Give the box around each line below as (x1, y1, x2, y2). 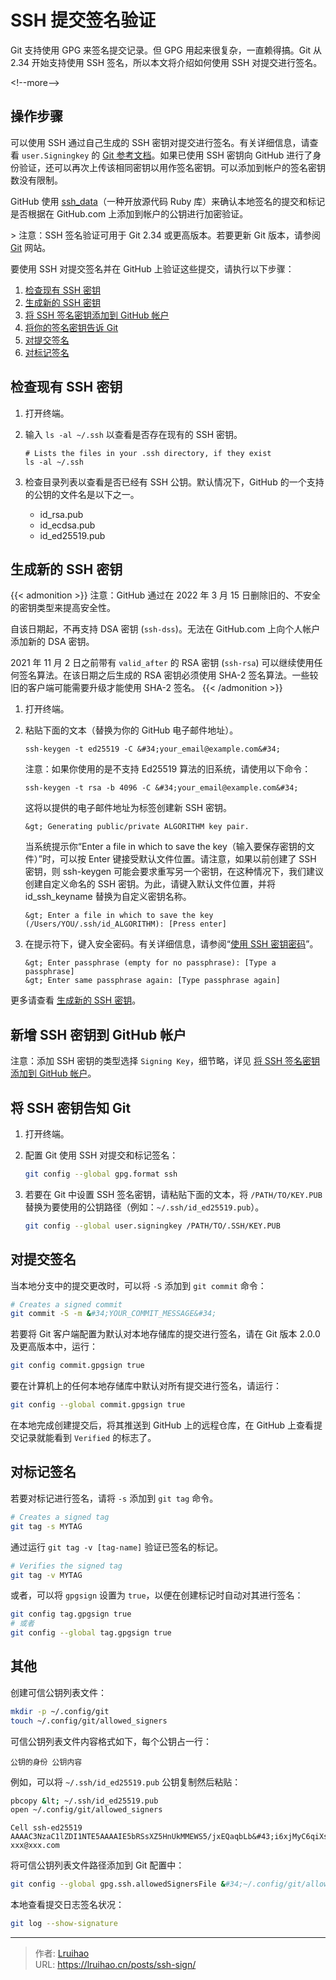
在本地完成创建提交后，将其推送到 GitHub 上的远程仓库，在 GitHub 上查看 (10, 1419, 315, 1431)
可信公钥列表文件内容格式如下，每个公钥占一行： (10, 1735, 212, 1747)
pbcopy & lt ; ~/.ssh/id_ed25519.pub (10, 1796, 159, 1806)
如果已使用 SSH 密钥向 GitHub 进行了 (159, 149, 313, 161)
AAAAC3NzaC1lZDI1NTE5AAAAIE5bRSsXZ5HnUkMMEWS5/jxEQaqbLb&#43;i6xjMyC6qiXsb (10, 1832, 333, 1842)
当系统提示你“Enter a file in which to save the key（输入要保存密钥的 (24, 841, 307, 853)
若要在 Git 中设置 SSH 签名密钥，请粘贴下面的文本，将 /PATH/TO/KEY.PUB (24, 1188, 323, 1200)
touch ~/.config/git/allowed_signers (10, 1716, 168, 1726)
